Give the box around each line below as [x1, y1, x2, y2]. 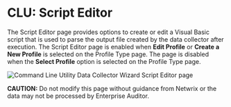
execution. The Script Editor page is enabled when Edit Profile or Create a [7, 42, 220, 51]
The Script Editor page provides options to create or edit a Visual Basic [7, 28, 210, 36]
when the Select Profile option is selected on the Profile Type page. [7, 57, 201, 65]
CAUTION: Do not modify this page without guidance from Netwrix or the [7, 84, 217, 92]
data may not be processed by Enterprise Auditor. [7, 92, 149, 100]
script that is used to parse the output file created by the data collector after [7, 35, 224, 43]
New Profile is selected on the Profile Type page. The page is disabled [7, 50, 209, 58]
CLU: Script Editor [7, 5, 113, 21]
